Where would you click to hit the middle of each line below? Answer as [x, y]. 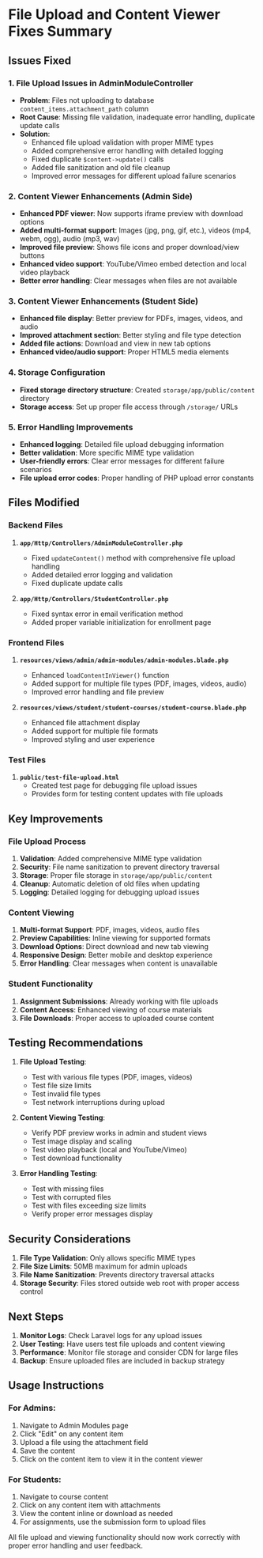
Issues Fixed [40, 61]
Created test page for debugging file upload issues [114, 785]
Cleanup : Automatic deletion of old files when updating [109, 884]
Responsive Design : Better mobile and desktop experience [116, 955]
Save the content [47, 1450]
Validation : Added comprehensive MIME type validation [111, 859]
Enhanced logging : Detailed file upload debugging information [122, 444]
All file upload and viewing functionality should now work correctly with [124, 1537]
